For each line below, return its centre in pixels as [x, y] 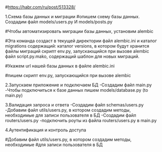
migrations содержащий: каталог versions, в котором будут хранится [77, 46]
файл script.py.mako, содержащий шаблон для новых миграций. [72, 56]
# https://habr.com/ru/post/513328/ [40, 7]
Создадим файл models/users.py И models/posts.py [59, 22]
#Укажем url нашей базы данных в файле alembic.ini [60, 66]
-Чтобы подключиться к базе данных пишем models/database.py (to [77, 90]
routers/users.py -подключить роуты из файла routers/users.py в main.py [81, 120]
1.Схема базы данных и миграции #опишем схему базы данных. [72, 16]
